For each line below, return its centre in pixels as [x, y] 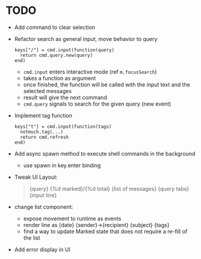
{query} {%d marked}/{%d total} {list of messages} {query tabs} [109, 188]
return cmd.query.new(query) [57, 55]
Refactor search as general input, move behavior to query [86, 39]
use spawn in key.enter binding [62, 165]
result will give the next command [65, 97]
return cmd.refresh [44, 137]
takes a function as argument [60, 78]
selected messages [48, 91]
